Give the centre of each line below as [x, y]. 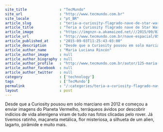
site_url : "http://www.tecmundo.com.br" [65, 14]
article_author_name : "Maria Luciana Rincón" [58, 50]
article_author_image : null [39, 54]
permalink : [33, 86]
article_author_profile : [33, 63]
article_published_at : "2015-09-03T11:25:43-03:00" [64, 41]
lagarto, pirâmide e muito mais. [36, 125]
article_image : [33, 32]
